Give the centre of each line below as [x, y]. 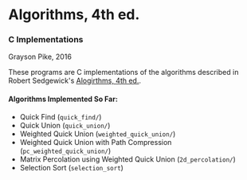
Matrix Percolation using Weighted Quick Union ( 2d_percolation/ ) [128, 159]
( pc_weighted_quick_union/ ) [65, 151]
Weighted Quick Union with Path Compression [96, 142]
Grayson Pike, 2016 [40, 57]
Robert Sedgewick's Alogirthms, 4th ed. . [75, 80]
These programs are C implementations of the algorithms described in [123, 72]
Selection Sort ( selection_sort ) [71, 167]
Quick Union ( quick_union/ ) [65, 125]
